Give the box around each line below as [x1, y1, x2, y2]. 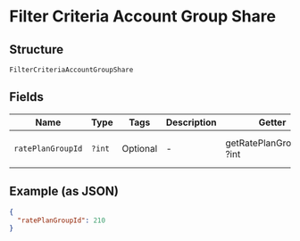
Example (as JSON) [9, 184, 119, 199]
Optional [121, 142, 158, 154]
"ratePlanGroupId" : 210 [17, 216, 105, 225]
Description [165, 116, 217, 129]
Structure [9, 42, 64, 57]
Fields [9, 89, 45, 104]
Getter [258, 116, 287, 129]
